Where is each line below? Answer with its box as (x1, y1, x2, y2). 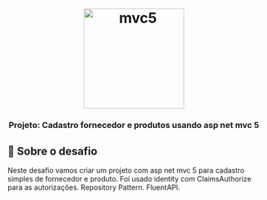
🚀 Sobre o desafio (7, 144, 98, 158)
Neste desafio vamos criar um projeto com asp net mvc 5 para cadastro (7, 165, 245, 175)
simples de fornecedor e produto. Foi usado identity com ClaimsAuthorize (7, 174, 252, 183)
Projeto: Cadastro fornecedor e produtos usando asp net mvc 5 (8, 120, 260, 131)
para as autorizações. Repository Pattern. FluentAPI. (7, 182, 181, 192)
